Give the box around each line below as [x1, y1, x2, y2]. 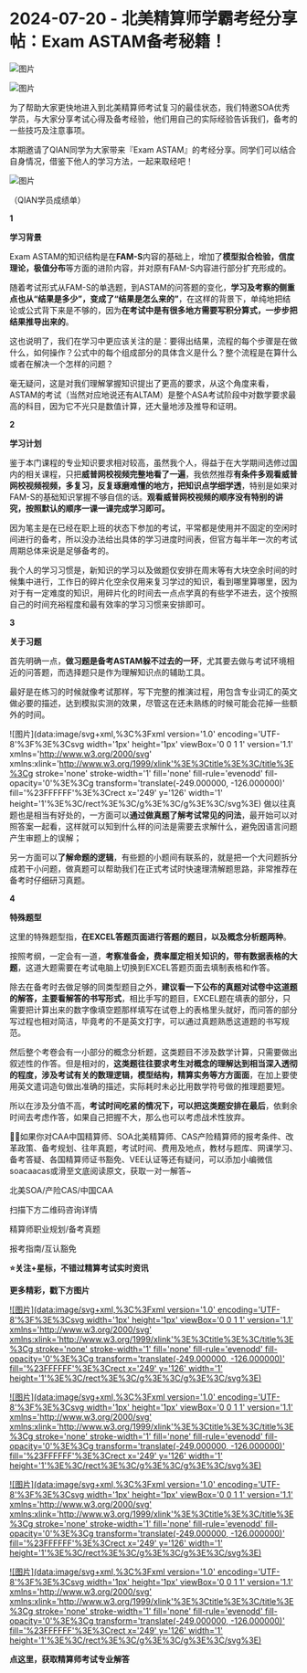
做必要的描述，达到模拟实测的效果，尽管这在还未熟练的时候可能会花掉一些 [9, 697, 290, 708]
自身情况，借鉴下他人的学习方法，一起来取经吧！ [9, 155, 194, 166]
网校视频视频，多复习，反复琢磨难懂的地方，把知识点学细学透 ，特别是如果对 [9, 480, 298, 491]
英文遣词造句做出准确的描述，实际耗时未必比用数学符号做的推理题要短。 [16, 1080, 290, 1092]
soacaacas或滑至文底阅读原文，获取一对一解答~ [9, 1165, 192, 1176]
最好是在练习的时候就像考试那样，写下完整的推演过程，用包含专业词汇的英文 [9, 686, 298, 697]
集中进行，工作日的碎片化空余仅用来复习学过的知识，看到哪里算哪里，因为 [16, 576, 298, 587]
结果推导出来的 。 [9, 316, 74, 327]
